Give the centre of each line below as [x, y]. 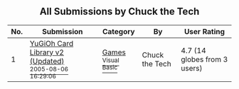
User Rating [205, 31]
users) [192, 68]
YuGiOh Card [52, 43]
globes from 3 [205, 59]
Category [118, 31]
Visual [111, 60]
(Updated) [47, 61]
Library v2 [47, 52]
